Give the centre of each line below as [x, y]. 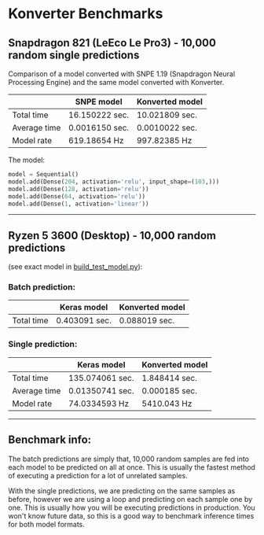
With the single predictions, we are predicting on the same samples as [122, 491]
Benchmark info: [50, 440]
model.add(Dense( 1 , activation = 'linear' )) [79, 204]
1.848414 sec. [170, 378]
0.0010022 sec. [167, 128]
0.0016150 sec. [99, 128]
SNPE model [99, 101]
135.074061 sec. [101, 378]
